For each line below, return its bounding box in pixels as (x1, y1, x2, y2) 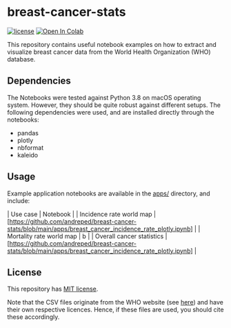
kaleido (17, 151, 39, 159)
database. (7, 55, 36, 63)
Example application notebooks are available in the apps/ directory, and (7, 189, 210, 197)
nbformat (17, 143, 44, 152)
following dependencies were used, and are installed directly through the (7, 108, 215, 116)
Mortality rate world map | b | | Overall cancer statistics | (7, 232, 168, 240)
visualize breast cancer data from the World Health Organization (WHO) (7, 48, 212, 56)
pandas (17, 128, 39, 137)
